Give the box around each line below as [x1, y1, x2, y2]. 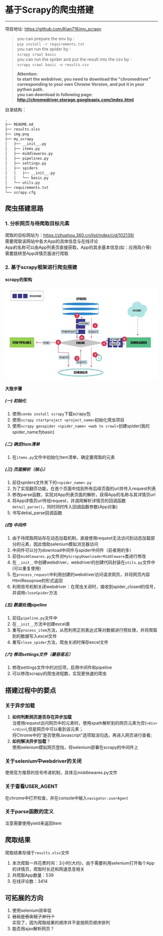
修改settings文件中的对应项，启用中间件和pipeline [12, 664, 113, 671]
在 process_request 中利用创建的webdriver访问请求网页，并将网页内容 [12, 572, 150, 577]
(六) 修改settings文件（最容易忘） [5, 651, 73, 657]
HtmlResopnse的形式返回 [12, 578, 63, 584]
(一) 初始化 [5, 398, 27, 404]
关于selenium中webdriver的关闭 [5, 758, 82, 764]
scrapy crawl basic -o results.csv [16, 62, 89, 67]
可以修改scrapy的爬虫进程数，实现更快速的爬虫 [12, 671, 107, 676]
